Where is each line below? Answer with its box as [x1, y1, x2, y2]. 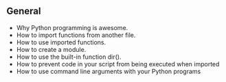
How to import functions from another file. [16, 31, 136, 39]
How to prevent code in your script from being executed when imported [16, 59, 220, 68]
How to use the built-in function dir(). [16, 53, 122, 61]
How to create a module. [16, 45, 87, 53]
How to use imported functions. [16, 38, 106, 46]
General [6, 5, 42, 17]
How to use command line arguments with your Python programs [16, 67, 201, 75]
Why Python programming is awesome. [16, 23, 128, 31]
